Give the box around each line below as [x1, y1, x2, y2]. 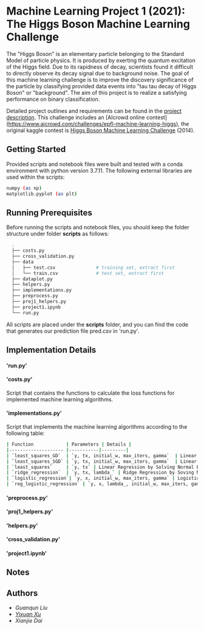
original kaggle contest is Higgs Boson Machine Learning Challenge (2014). [6, 126, 195, 134]
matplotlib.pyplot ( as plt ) [6, 190, 78, 197]
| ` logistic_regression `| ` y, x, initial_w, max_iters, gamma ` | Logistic [6, 476, 200, 482]
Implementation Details [6, 345, 97, 355]
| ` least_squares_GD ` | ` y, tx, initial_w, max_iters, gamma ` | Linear [6, 452, 197, 459]
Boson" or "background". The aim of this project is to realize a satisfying [6, 89, 187, 96]
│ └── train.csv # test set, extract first [12, 270, 165, 276]
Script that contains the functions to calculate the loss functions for [6, 389, 175, 396]
